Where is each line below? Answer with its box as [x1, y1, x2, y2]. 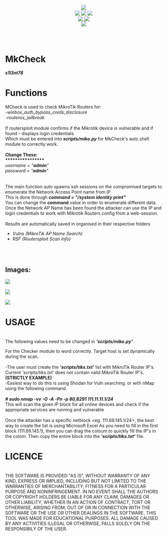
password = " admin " [5, 168, 49, 174]
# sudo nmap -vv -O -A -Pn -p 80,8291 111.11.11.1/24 [5, 396, 114, 402]
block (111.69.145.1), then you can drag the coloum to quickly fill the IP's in [5, 428, 156, 434]
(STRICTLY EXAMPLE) [5, 374, 52, 380]
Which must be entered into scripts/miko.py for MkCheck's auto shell [5, 136, 150, 142]
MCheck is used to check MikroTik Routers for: [5, 104, 102, 110]
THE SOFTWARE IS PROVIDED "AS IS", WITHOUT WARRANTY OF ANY [5, 472, 151, 478]
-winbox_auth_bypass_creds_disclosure [5, 109, 87, 115]
